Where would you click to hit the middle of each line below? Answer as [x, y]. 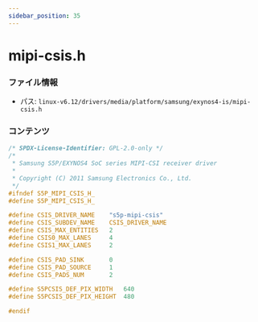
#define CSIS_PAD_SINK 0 [61, 260]
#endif [19, 312]
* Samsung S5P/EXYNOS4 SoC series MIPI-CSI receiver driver [115, 163]
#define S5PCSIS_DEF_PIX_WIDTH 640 [72, 289]
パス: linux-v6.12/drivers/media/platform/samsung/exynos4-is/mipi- [135, 101]
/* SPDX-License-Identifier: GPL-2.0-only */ [86, 149]
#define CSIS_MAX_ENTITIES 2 [61, 230]
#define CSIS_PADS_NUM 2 [61, 275]
